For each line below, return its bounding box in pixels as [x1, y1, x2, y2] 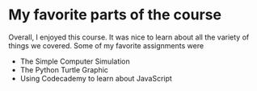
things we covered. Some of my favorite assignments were [8, 40, 204, 50]
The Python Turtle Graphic [19, 64, 109, 74]
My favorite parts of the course [8, 6, 222, 24]
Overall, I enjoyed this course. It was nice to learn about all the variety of [8, 32, 250, 42]
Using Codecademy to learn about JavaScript [19, 73, 172, 83]
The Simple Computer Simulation [19, 56, 131, 66]
